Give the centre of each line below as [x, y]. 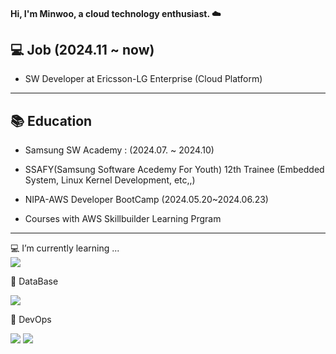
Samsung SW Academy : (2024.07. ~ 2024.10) [119, 150]
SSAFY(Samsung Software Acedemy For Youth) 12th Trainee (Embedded [174, 170]
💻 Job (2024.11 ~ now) [82, 49]
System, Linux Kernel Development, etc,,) [110, 180]
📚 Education [51, 120]
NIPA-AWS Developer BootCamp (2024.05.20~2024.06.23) [146, 200]
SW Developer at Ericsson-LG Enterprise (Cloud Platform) [143, 79]
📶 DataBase [34, 281]
